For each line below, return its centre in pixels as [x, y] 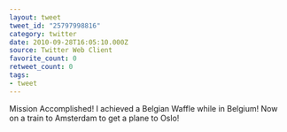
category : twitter [43, 34]
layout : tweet [35, 17]
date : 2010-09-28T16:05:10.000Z [69, 42]
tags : [19, 75]
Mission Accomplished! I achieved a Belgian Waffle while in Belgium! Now [143, 108]
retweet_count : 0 [41, 67]
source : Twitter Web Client [61, 50]
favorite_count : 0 [43, 58]
